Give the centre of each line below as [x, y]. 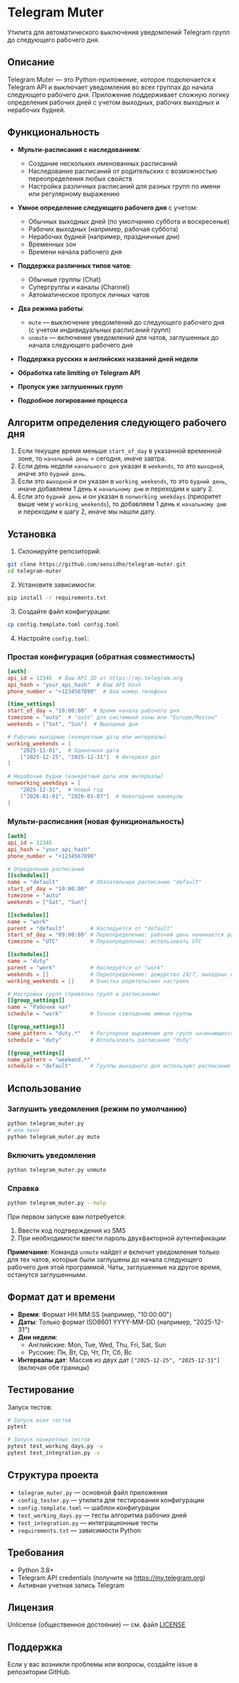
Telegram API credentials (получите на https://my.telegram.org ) [111, 1577]
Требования [36, 1553]
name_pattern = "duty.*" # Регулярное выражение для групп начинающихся [121, 1033]
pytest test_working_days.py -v [55, 1447]
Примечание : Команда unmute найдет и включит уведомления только [113, 1252]
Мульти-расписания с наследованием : [79, 149]
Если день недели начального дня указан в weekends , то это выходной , [121, 466]
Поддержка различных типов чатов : [75, 266]
